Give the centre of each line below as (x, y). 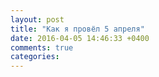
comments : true (42, 47)
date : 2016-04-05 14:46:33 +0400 (80, 38)
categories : (35, 57)
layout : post (37, 19)
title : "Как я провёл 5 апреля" (77, 29)
